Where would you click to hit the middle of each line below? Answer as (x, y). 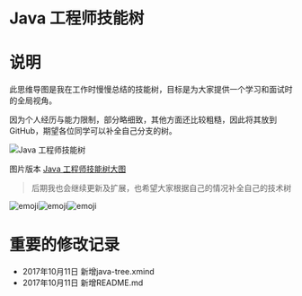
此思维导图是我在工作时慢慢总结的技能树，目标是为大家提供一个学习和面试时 (151, 90)
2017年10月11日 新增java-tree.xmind (88, 272)
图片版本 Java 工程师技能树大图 (68, 169)
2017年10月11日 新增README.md (83, 283)
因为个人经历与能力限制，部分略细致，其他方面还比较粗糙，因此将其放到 (143, 120)
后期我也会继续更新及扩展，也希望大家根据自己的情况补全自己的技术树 (161, 188)
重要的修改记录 (65, 245)
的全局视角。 (33, 100)
